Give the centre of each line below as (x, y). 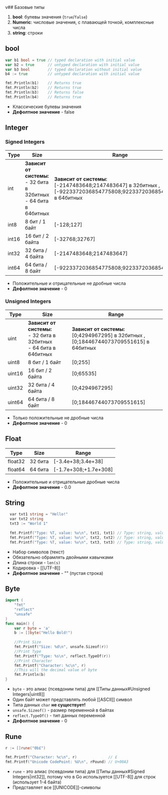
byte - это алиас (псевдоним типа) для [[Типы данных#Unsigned (81, 689)
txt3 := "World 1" (29, 524)
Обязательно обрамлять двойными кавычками (63, 557)
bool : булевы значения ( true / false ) (50, 17)
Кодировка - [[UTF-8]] (36, 568)
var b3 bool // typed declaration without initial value (73, 70)
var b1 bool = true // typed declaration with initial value (70, 60)
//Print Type (28, 651)
